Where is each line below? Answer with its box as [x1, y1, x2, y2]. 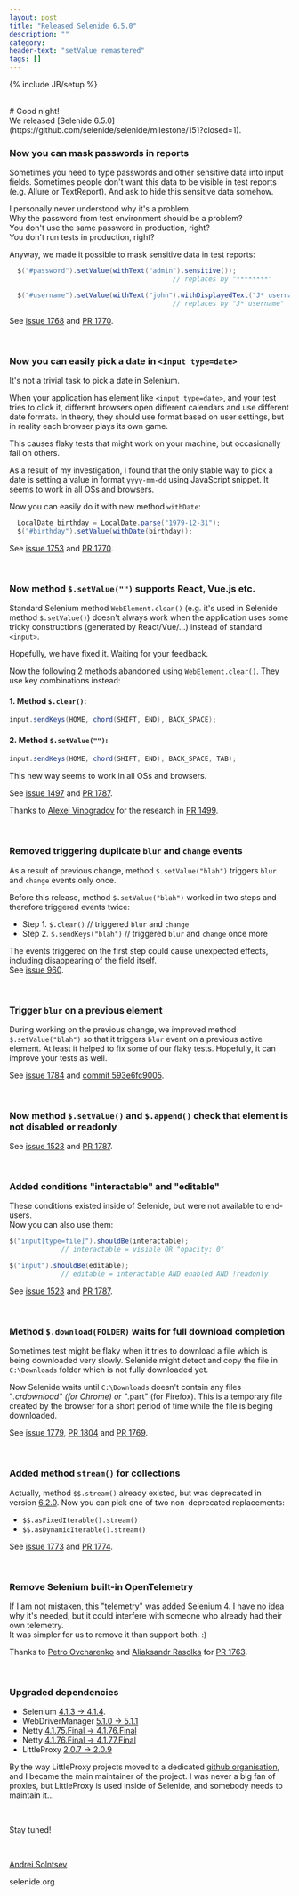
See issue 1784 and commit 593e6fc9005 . [9, 1070, 165, 1080]
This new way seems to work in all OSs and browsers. [9, 771, 207, 782]
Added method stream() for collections [9, 1467, 181, 1479]
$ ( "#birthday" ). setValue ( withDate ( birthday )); [17, 526, 193, 535]
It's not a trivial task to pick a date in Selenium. [9, 376, 181, 386]
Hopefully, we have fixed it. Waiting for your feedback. [9, 649, 209, 659]
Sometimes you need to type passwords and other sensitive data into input [9, 167, 284, 178]
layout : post [9, 12, 58, 22]
